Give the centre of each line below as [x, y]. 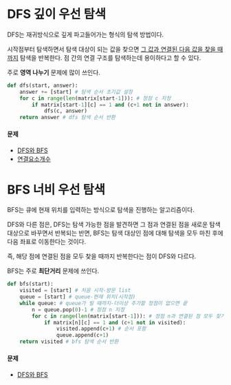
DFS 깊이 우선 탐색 [57, 14]
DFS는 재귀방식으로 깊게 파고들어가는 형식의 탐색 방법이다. [86, 34]
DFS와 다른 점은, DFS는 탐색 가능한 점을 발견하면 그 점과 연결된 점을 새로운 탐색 [114, 225]
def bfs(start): [30, 284]
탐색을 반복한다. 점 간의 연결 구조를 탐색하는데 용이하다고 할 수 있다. [110, 58]
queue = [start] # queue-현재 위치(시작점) [78, 297]
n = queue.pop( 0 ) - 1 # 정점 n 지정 [78, 310]
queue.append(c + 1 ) [82, 335]
